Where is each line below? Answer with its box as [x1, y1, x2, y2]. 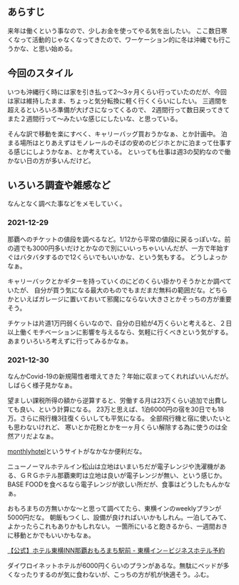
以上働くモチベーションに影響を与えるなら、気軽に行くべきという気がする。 [7, 327, 233, 336]
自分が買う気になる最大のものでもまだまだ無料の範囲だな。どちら [34, 286, 228, 294]
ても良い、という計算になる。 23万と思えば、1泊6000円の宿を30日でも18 [7, 405, 225, 414]
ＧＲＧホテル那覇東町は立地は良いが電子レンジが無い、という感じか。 [19, 471, 226, 480]
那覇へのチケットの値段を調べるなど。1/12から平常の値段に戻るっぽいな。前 [7, 234, 231, 244]
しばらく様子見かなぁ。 [7, 381, 76, 390]
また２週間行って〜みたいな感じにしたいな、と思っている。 [7, 114, 182, 123]
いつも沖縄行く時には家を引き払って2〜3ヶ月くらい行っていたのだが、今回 [7, 87, 227, 96]
